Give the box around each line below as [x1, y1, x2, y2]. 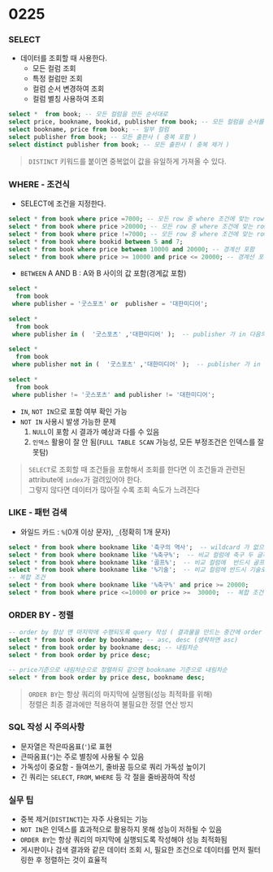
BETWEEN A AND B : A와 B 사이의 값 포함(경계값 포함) [19, 268, 187, 278]
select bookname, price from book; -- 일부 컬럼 [8, 125, 169, 134]
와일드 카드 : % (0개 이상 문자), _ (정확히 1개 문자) [19, 526, 171, 537]
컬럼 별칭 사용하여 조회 [32, 94, 105, 104]
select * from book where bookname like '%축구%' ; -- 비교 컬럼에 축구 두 [8, 551, 253, 559]
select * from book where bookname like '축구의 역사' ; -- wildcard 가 [8, 543, 249, 552]
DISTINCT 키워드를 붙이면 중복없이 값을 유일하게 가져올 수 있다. [28, 156, 227, 166]
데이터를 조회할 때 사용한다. [19, 54, 108, 63]
